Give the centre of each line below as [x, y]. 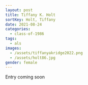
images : [13, 48]
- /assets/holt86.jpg [33, 58]
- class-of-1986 [27, 34]
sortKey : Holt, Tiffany [31, 19]
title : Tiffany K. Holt [31, 15]
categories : [18, 29]
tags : [11, 39]
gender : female [21, 62]
